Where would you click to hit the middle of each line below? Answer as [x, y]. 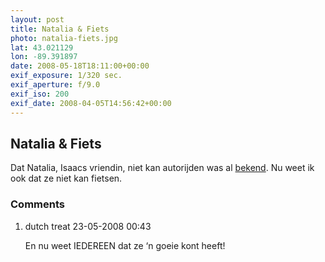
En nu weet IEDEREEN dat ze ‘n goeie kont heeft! [125, 245]
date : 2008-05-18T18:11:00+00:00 [80, 66]
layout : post [37, 19]
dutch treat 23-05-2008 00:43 [88, 226]
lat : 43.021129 [42, 47]
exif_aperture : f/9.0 [55, 85]
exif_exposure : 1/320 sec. [66, 76]
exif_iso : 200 [40, 94]
